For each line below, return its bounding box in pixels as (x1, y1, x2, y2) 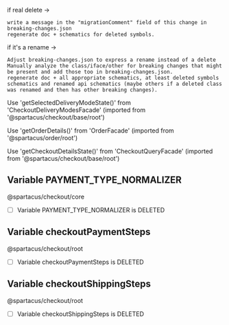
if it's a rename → (7, 43, 57, 51)
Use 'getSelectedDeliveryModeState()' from (7, 99, 132, 107)
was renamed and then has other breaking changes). (7, 87, 158, 93)
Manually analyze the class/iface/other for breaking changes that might (7, 63, 223, 69)
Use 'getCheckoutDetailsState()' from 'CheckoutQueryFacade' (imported (7, 147, 213, 155)
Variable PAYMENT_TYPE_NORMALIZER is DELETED (16, 205, 165, 214)
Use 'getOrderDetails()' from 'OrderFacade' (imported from (7, 126, 175, 135)
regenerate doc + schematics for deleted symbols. (7, 31, 155, 38)
